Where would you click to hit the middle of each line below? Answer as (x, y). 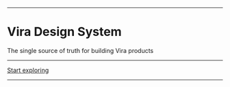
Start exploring (28, 70)
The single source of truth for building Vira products (80, 50)
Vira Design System (64, 32)
